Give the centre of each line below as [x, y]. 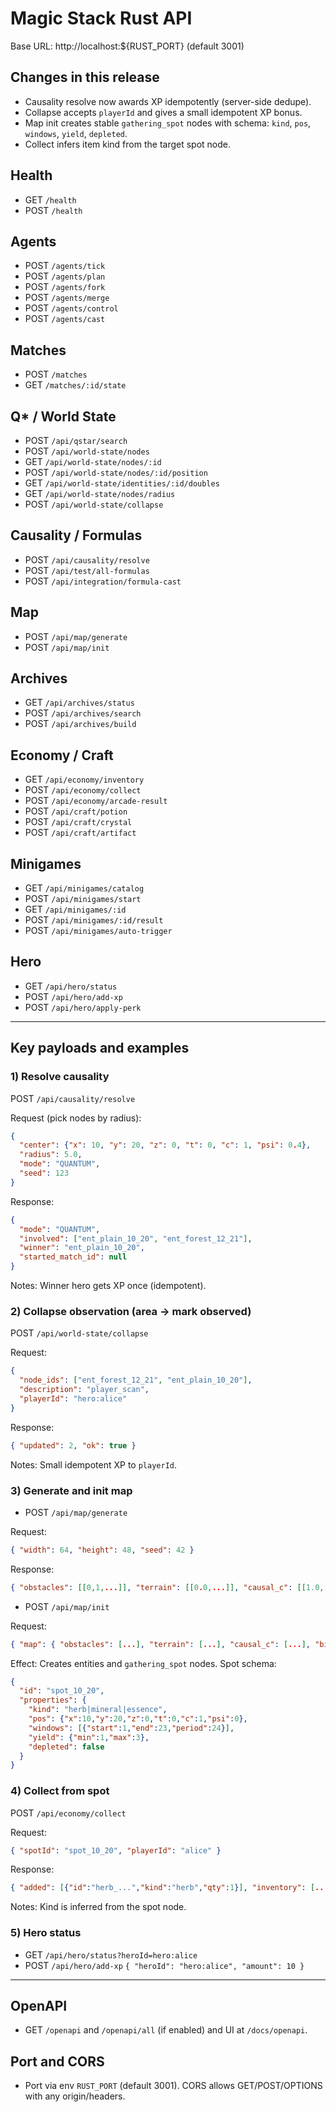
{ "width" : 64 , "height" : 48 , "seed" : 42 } [102, 1550]
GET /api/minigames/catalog [84, 888]
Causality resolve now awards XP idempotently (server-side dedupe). [168, 101]
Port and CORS [57, 2061]
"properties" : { [53, 1700]
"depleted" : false [66, 1747]
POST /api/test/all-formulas [87, 570]
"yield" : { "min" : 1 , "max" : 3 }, [89, 1737]
